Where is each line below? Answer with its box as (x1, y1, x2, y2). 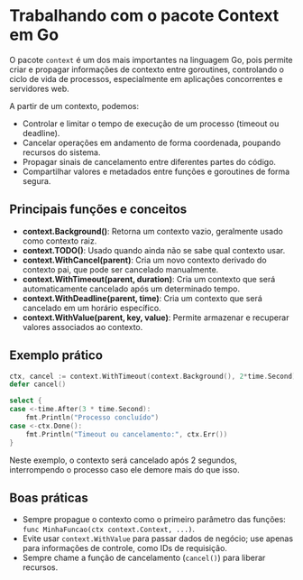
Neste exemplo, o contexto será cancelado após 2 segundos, (9, 455, 237, 465)
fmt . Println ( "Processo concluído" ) (25, 413, 160, 422)
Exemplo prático (9, 348, 104, 364)
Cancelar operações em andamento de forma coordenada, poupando (22, 137, 281, 148)
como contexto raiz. (22, 235, 97, 246)
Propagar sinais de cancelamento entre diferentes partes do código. (22, 156, 277, 167)
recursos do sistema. (22, 146, 101, 158)
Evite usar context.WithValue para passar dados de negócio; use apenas (22, 533, 294, 544)
